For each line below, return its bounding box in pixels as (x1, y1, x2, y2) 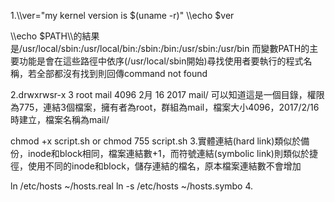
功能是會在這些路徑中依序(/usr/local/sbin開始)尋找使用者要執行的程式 (18, 55, 304, 67)
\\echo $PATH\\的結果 (10, 30, 100, 42)
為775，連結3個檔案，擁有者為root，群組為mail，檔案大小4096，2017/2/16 (10, 101, 320, 113)
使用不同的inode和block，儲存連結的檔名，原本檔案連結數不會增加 (27, 160, 302, 172)
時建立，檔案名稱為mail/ (10, 114, 110, 125)
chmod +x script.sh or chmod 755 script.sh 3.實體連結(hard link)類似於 (10, 135, 302, 147)
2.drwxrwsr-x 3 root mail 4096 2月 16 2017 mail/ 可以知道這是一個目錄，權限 (10, 89, 325, 100)
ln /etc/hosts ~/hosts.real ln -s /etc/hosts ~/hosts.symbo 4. (10, 180, 254, 192)
